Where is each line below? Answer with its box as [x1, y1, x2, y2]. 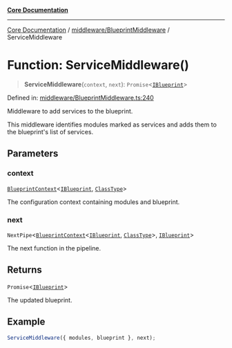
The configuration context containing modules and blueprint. [7, 197, 180, 206]
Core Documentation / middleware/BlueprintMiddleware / [7, 26, 171, 34]
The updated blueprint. [7, 295, 72, 304]
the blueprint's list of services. [7, 127, 94, 136]
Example [7, 316, 46, 328]
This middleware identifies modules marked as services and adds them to [7, 120, 217, 129]
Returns [7, 264, 43, 276]
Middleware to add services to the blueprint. [7, 107, 133, 115]
